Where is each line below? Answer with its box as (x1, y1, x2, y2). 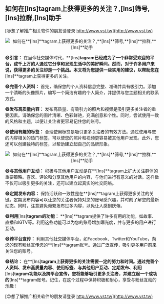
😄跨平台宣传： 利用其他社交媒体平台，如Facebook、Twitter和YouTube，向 (5, 235, 156, 241)
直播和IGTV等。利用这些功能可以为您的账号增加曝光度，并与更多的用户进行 (5, 219, 156, 225)
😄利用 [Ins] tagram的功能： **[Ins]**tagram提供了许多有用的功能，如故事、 (5, 213, 156, 219)
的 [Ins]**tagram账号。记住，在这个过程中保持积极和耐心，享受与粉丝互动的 (5, 277, 157, 282)
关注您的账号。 (5, 248, 35, 254)
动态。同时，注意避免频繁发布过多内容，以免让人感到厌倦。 (5, 203, 125, 209)
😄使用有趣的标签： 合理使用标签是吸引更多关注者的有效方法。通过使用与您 (5, 129, 156, 135)
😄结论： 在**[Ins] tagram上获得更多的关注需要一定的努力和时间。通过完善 (5, 258, 155, 264)
